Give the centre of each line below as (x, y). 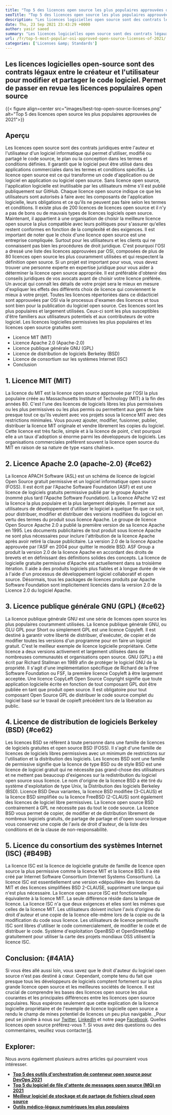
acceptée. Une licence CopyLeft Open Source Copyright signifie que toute (84, 678)
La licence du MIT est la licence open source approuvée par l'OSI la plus (82, 393)
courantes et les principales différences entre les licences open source (80, 998)
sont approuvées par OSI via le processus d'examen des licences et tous (82, 300)
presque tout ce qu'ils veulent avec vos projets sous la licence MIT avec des (86, 415)
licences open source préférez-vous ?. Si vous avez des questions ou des (83, 1025)
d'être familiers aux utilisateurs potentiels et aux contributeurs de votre (80, 317)
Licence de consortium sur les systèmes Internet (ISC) (70, 359)
